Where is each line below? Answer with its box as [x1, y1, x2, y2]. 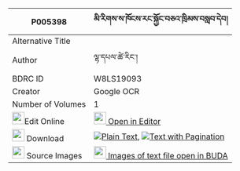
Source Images [26, 151, 83, 161]
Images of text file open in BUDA [108, 151, 228, 161]
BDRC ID [12, 74, 45, 84]
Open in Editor [108, 116, 161, 126]
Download [26, 133, 65, 144]
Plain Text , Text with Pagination [101, 131, 225, 142]
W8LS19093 [93, 74, 142, 84]
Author [12, 54, 38, 65]
